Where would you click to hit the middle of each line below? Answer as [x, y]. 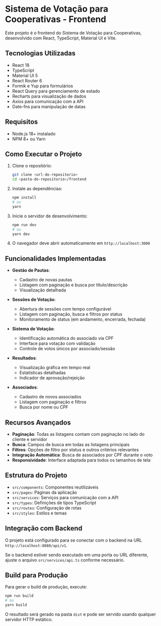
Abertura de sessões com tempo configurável [65, 309]
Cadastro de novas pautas [46, 280]
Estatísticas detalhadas [43, 373]
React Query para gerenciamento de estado [56, 91]
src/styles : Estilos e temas [39, 513]
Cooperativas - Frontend [56, 19]
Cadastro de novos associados [50, 397]
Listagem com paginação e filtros [53, 402]
